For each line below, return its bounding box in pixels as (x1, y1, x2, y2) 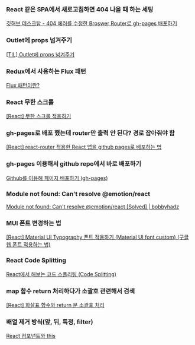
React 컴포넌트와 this (6, 333, 56, 340)
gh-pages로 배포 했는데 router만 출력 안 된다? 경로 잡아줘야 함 (6, 129, 175, 137)
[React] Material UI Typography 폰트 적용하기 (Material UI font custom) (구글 (6, 233, 189, 241)
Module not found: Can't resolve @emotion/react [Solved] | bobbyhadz (6, 203, 179, 210)
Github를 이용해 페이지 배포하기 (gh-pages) (6, 174, 108, 182)
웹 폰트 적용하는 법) (6, 241, 51, 248)
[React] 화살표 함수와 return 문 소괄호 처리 (6, 301, 105, 308)
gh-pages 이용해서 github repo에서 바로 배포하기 (6, 160, 142, 168)
